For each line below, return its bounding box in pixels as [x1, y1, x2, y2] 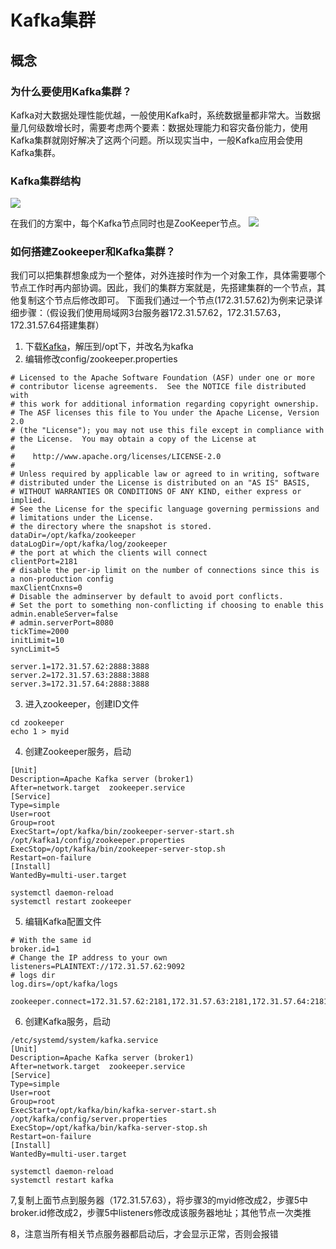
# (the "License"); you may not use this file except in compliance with [10, 426, 325, 436]
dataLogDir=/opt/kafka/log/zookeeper [10, 539, 168, 550]
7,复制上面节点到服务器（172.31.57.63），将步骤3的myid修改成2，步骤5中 [10, 1194, 309, 1206]
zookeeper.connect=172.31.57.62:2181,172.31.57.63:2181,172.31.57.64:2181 [10, 997, 329, 1007]
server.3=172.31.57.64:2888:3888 [10, 679, 150, 690]
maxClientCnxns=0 [10, 583, 83, 593]
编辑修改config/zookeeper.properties [24, 353, 178, 365]
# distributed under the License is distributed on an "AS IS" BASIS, [10, 478, 311, 488]
